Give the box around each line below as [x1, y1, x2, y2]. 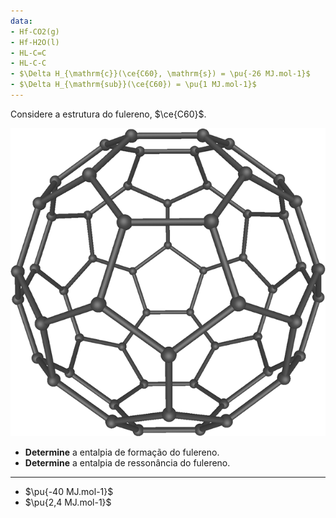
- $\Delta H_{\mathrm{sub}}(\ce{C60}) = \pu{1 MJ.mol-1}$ [10, 80, 257, 90]
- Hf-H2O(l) [10, 37, 60, 47]
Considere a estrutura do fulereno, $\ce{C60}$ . [10, 108, 207, 120]
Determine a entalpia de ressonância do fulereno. [24, 457, 231, 469]
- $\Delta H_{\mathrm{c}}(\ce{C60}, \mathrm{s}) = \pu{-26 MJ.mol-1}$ [10, 69, 311, 79]
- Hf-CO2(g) [10, 26, 60, 37]
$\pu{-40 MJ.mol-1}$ [24, 486, 114, 498]
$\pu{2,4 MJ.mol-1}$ [24, 496, 112, 509]
